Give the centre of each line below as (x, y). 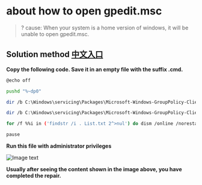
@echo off (19, 80)
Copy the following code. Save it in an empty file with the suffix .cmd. (95, 69)
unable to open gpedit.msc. (55, 34)
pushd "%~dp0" (24, 91)
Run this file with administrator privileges (59, 146)
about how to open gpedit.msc (84, 11)
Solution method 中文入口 (55, 54)
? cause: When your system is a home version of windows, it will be (105, 28)
